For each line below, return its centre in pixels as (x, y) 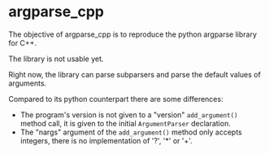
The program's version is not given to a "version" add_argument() (129, 114)
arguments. (28, 83)
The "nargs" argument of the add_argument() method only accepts (131, 132)
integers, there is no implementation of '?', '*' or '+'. (106, 140)
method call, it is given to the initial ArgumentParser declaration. (126, 123)
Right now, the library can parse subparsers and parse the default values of (135, 74)
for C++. (23, 42)
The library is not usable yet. (56, 59)
